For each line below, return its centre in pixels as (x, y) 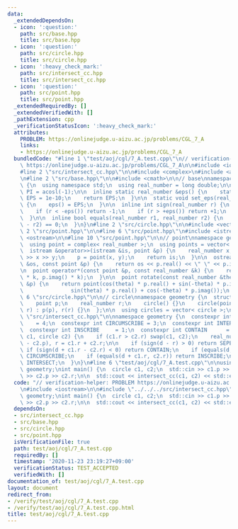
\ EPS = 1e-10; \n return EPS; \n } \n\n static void (104, 198)
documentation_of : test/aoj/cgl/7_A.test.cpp (75, 482)
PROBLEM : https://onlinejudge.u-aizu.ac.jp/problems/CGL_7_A (112, 139)
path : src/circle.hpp (52, 54)
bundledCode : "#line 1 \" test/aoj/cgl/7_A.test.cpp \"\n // (101, 159)
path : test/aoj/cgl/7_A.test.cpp (63, 448)
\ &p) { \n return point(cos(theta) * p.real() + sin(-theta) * (120, 284)
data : (15, 14)
